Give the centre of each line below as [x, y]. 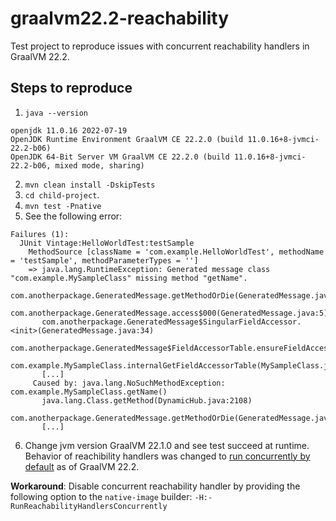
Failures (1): [40, 234]
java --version [56, 113]
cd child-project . [62, 194]
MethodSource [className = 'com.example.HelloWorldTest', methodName [176, 252]
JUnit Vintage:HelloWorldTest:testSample [107, 243]
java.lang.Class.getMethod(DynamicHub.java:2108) [147, 400]
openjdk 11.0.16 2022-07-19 [69, 130]
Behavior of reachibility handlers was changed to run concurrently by [167, 456]
